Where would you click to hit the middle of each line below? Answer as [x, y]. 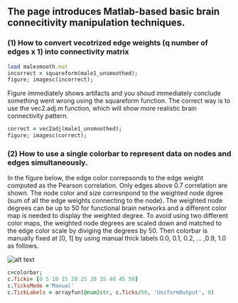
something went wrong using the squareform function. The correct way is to [119, 101]
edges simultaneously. [48, 162]
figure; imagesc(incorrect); [50, 80]
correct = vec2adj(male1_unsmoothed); [65, 129]
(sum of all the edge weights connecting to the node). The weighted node [115, 201]
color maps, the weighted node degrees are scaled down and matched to [115, 224]
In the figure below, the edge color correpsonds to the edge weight [106, 178]
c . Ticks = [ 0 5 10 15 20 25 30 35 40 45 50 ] [73, 280]
